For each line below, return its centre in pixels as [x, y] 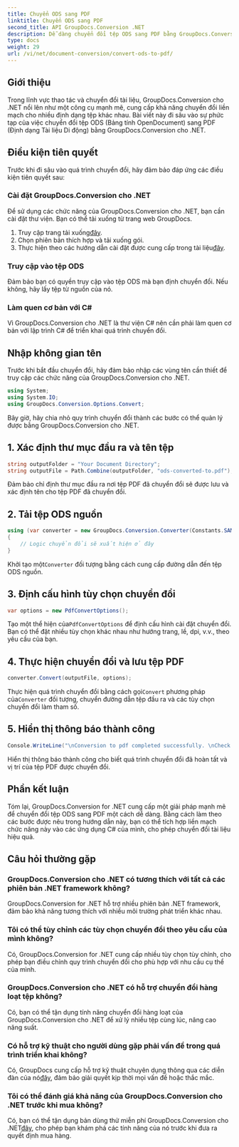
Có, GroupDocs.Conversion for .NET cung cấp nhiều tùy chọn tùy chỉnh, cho [119, 954]
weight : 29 [23, 47]
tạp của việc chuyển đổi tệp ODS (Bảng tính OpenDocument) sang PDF [111, 123]
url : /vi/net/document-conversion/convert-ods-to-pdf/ [90, 54]
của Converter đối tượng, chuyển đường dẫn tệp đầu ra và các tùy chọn [111, 700]
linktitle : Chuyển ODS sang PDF [55, 21]
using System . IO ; [33, 398]
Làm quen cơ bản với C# [50, 308]
